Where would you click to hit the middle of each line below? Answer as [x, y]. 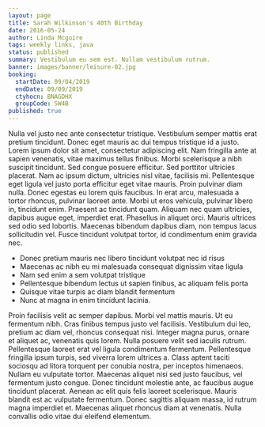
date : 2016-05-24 [37, 30]
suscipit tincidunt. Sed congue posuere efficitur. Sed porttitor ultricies [122, 167]
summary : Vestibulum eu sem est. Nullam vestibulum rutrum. [110, 60]
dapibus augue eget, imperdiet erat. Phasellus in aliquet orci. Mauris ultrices [132, 217]
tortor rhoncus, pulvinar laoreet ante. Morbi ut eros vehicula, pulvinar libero [131, 201]
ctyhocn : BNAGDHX [44, 96]
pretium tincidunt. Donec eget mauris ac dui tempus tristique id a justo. [124, 142]
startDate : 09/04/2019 [53, 81]
